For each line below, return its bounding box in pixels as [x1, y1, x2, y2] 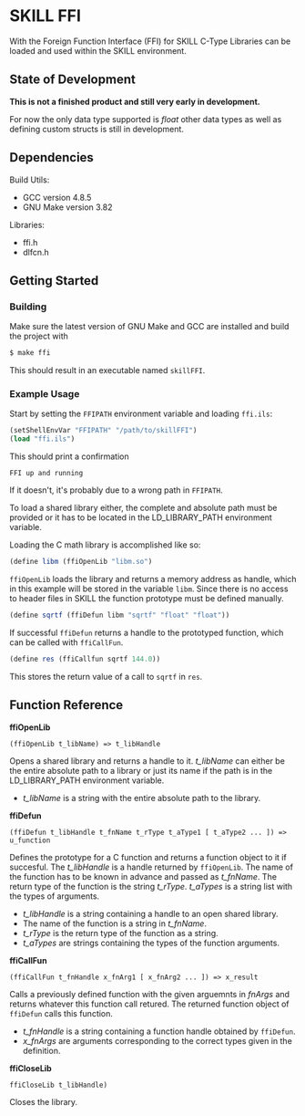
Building [9, 300, 47, 313]
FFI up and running [9, 469, 84, 478]
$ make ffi [9, 349, 51, 358]
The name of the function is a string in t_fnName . [22, 918, 208, 929]
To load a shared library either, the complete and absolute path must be [9, 503, 278, 514]
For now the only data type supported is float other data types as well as [9, 113, 282, 124]
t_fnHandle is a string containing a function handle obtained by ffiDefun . [22, 1026, 296, 1037]
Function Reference [9, 697, 124, 713]
